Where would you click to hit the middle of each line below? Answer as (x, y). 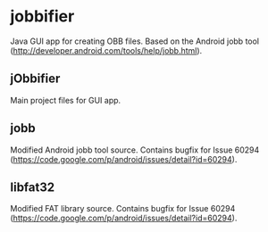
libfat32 (33, 187)
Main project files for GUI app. (66, 100)
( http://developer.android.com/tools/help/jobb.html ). (106, 50)
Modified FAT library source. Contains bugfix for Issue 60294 (123, 209)
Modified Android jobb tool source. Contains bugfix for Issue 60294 (135, 150)
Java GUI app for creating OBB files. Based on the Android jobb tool (135, 41)
